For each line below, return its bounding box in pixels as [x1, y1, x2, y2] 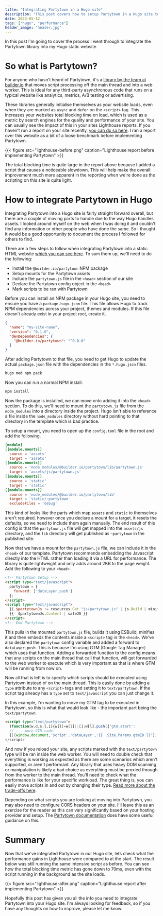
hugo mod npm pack [5, 371, 42, 376]
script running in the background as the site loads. [5, 871, 106, 877]
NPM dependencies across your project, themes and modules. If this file [5, 306, 149, 311]
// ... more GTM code [9, 728, 53, 733]
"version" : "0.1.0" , [9, 329, 51, 334]
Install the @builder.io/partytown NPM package [12, 265, 108, 271]
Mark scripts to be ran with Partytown [12, 286, 88, 292]
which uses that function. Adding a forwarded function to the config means [5, 650, 155, 656]
